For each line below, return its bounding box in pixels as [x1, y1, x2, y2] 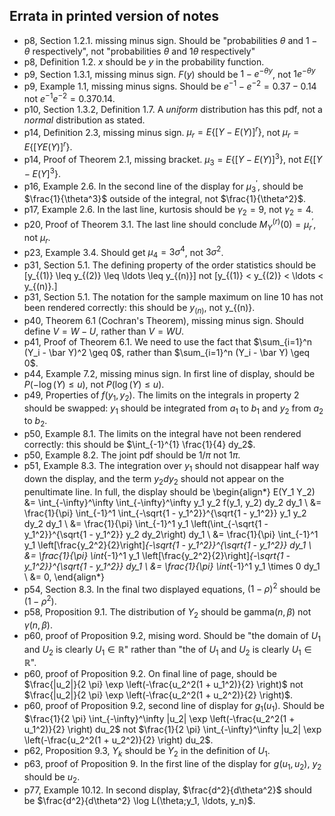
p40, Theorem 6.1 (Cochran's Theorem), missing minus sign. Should [23, 314, 304, 326]
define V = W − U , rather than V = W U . [23, 325, 185, 337]
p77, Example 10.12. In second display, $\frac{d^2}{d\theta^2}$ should [23, 784, 312, 796]
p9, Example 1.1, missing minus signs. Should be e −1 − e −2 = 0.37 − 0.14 [23, 79, 317, 93]
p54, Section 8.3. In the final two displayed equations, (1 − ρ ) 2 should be [23, 581, 321, 595]
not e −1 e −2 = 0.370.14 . [23, 91, 116, 104]
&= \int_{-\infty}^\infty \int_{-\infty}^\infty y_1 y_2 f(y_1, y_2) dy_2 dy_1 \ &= [23, 496, 322, 508]
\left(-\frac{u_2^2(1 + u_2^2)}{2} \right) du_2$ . [23, 734, 214, 746]
